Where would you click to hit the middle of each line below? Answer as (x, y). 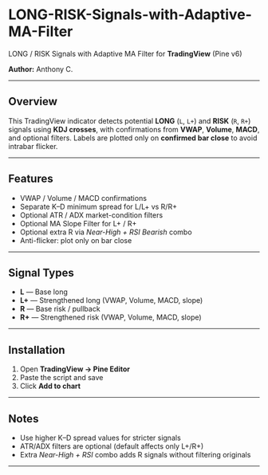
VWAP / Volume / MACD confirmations (83, 198)
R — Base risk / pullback (60, 309)
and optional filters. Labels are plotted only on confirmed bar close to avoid (133, 138)
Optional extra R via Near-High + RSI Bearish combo (106, 232)
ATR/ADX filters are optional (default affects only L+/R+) (112, 446)
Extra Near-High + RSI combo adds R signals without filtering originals (135, 455)
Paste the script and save (61, 378)
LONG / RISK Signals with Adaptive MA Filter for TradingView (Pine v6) (125, 53)
